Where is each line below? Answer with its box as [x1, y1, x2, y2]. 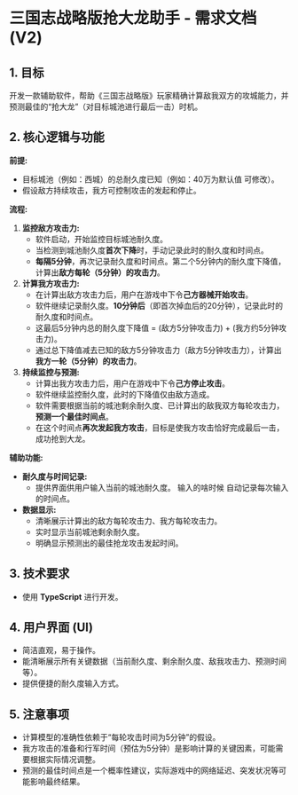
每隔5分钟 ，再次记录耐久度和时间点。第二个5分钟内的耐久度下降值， [35, 256, 286, 266]
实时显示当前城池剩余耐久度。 [35, 526, 145, 537]
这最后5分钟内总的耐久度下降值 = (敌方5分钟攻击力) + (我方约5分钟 [35, 322, 279, 333]
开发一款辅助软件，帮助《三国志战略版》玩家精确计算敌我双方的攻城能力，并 [9, 91, 289, 100]
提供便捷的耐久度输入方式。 [21, 678, 124, 689]
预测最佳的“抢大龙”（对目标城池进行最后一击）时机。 [9, 101, 203, 112]
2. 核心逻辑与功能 [9, 130, 105, 145]
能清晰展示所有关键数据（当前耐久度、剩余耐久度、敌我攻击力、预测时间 [21, 656, 286, 666]
